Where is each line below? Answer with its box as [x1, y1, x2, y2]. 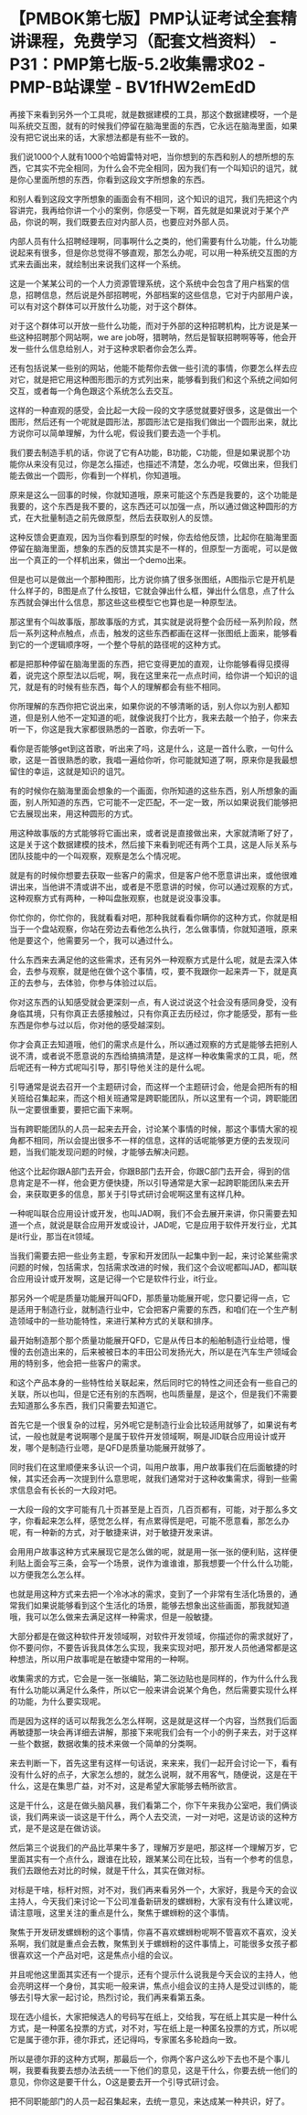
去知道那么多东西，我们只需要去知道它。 [9, 1399, 162, 1410]
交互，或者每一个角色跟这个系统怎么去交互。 [9, 385, 178, 396]
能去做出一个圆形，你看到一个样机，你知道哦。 [9, 470, 185, 481]
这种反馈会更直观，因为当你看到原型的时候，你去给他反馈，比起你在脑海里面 [9, 531, 298, 542]
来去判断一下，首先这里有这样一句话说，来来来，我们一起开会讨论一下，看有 [9, 1757, 298, 1769]
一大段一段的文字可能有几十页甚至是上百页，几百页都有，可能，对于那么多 [9, 1504, 290, 1515]
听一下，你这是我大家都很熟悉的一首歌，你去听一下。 [9, 723, 210, 734]
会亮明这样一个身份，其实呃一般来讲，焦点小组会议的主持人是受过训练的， [9, 1980, 290, 1991]
